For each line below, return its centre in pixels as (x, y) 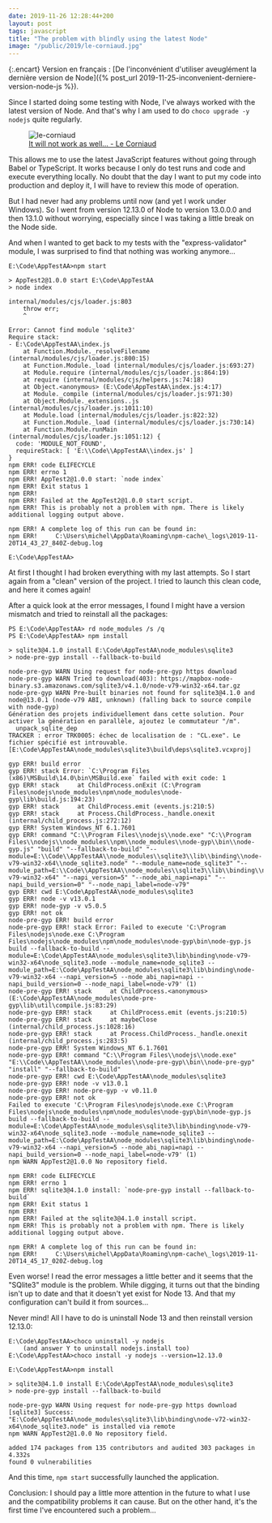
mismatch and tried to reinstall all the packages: (88, 615)
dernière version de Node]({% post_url (73, 78)
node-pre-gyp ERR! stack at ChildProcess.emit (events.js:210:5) (128, 1013)
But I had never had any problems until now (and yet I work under (117, 201)
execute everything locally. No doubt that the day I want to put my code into (135, 177)
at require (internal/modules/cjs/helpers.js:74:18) (114, 380)
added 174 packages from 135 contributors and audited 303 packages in (132, 1448)
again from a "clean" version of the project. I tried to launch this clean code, (135, 581)
